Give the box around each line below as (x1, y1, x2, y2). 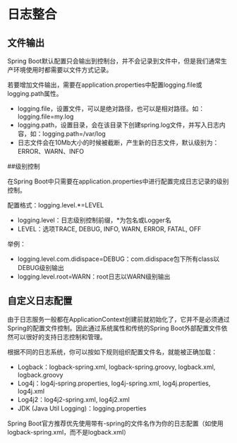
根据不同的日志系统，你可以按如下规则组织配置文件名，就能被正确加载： (7, 347, 217, 356)
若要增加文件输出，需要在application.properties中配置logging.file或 (7, 80, 202, 89)
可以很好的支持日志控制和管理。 (13, 332, 107, 341)
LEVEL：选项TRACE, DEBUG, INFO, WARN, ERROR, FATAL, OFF (17, 225, 202, 233)
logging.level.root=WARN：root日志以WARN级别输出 (17, 272, 171, 281)
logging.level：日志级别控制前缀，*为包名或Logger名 (17, 216, 171, 224)
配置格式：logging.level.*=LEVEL (7, 201, 104, 209)
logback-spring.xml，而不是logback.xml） (7, 427, 130, 436)
